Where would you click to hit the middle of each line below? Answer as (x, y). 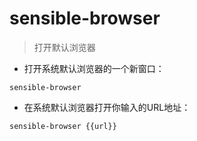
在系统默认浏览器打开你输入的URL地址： (107, 107)
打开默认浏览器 (64, 47)
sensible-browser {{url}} (63, 126)
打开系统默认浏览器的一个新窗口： (94, 68)
